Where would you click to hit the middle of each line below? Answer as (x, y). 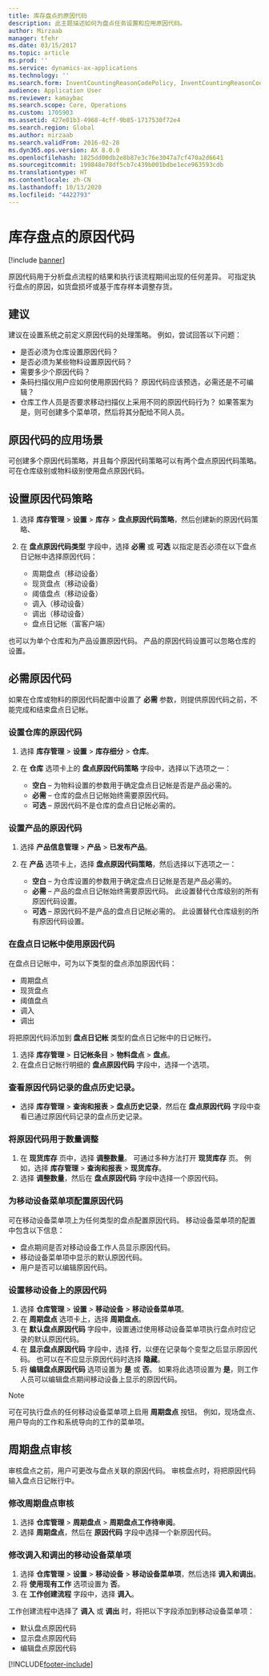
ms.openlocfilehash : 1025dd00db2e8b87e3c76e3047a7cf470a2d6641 (116, 157)
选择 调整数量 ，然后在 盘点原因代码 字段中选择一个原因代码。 (121, 1178)
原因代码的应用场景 (56, 439)
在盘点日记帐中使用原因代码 (62, 944)
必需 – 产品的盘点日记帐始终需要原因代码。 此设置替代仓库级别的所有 (145, 891)
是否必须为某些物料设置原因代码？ (76, 362)
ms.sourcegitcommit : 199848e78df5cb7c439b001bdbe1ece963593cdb (116, 165)
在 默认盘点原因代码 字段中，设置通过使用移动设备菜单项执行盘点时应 (134, 1328)
